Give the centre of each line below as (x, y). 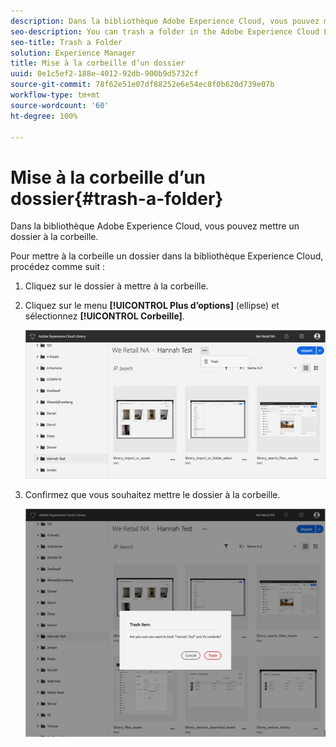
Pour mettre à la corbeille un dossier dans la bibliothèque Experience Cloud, (167, 256)
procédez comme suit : (57, 267)
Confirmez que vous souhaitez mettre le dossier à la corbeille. (152, 494)
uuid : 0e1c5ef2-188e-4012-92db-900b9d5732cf (104, 74)
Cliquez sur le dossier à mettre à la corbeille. (116, 286)
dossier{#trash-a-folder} (117, 198)
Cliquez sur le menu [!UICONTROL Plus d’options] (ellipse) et (152, 306)
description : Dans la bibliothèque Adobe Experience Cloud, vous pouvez (165, 21)
